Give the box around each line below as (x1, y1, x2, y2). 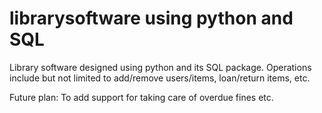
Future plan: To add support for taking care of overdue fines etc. (9, 91, 274, 103)
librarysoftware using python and (9, 7, 294, 30)
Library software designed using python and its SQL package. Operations (9, 61, 312, 73)
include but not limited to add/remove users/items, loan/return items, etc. (9, 72, 311, 84)
